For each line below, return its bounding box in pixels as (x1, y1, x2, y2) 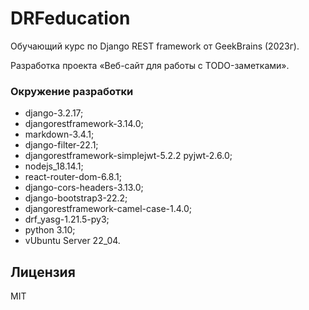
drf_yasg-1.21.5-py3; (24, 213, 110, 226)
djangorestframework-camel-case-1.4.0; (24, 203, 193, 215)
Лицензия (10, 263, 76, 281)
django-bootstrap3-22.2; (24, 192, 128, 204)
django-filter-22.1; (24, 139, 99, 151)
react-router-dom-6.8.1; (24, 171, 122, 183)
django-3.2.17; (24, 107, 84, 119)
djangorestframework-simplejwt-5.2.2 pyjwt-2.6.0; (24, 150, 233, 162)
